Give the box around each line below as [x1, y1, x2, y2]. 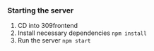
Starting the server [7, 6, 74, 15]
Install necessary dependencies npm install [17, 29, 147, 37]
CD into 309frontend [17, 22, 78, 30]
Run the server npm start [17, 36, 91, 45]
